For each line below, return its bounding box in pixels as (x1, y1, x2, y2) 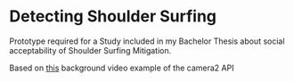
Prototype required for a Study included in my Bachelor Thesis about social (9, 36, 285, 46)
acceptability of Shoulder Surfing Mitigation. (9, 45, 172, 55)
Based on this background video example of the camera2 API (9, 62, 234, 73)
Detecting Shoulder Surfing (9, 6, 216, 27)
